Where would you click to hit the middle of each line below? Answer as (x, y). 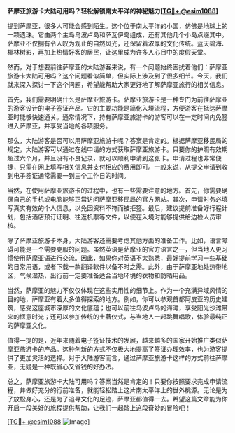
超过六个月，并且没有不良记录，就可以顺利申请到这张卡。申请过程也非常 (111, 158)
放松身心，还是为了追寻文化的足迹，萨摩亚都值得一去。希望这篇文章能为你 (120, 399)
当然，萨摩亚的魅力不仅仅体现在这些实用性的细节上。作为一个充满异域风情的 (117, 290)
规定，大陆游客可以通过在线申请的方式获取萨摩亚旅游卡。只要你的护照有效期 (117, 149)
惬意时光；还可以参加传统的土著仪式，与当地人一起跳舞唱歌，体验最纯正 (123, 317)
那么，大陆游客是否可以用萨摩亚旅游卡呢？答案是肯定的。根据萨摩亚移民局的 (117, 140)
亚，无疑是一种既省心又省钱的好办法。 (62, 366)
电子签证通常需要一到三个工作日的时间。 (71, 176)
